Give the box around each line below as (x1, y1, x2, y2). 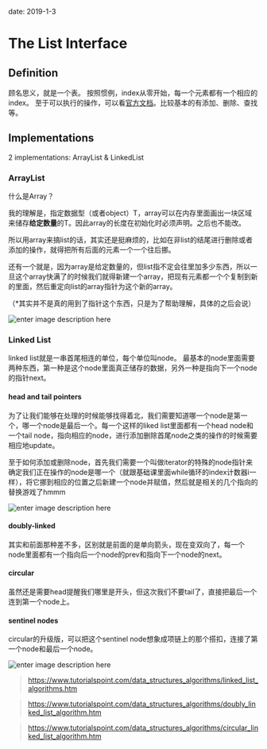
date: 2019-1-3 (8, 7, 56, 16)
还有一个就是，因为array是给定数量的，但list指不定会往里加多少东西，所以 (8, 262, 250, 272)
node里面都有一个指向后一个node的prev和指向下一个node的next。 (8, 550, 226, 559)
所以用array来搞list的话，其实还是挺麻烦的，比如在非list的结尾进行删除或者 (8, 235, 253, 245)
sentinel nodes (8, 616, 59, 625)
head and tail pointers (8, 392, 82, 401)
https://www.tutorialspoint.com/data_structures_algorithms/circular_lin (27, 723, 259, 733)
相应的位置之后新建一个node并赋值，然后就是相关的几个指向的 (52, 477, 258, 487)
